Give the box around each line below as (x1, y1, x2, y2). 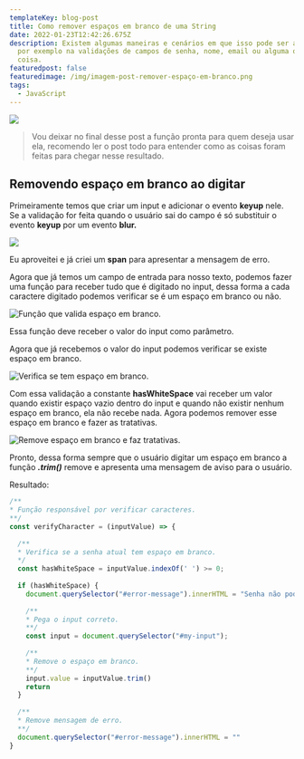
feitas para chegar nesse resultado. (31, 150, 165, 161)
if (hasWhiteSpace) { (17, 581, 100, 591)
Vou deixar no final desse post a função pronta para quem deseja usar (31, 130, 295, 141)
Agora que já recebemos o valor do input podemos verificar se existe (9, 343, 268, 354)
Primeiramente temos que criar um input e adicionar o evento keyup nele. (9, 200, 284, 211)
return (25, 682, 51, 691)
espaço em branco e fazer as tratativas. (9, 418, 158, 428)
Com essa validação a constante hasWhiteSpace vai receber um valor (9, 389, 273, 399)
